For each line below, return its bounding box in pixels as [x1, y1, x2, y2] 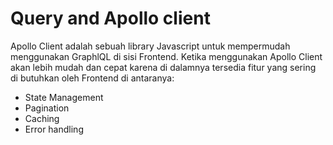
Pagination [24, 102, 70, 114]
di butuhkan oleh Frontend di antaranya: [10, 72, 175, 84]
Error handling [24, 123, 84, 135]
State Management [24, 91, 104, 103]
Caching [24, 112, 60, 124]
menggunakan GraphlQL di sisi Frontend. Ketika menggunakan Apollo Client [10, 50, 323, 62]
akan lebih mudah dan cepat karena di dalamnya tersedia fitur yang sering [10, 61, 317, 73]
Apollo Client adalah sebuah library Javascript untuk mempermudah [10, 40, 291, 52]
